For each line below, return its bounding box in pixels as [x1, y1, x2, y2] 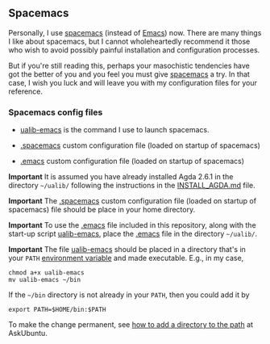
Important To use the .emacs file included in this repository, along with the [8, 220, 256, 230]
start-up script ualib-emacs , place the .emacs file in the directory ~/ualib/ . [8, 229, 258, 239]
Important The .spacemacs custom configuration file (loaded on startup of [8, 196, 256, 206]
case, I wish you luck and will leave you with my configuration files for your [8, 78, 258, 87]
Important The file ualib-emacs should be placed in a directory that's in [8, 245, 246, 254]
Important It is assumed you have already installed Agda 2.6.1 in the [8, 172, 234, 182]
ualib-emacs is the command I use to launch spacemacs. [19, 125, 210, 135]
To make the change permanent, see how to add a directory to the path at [8, 320, 254, 329]
